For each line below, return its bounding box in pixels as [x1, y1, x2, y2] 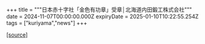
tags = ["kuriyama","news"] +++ [6, 20, 88, 26]
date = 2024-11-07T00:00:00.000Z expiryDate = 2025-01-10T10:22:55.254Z [6, 13, 199, 20]
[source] [6, 31, 28, 38]
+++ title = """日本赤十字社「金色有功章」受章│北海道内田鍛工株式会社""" [6, 6, 192, 13]
